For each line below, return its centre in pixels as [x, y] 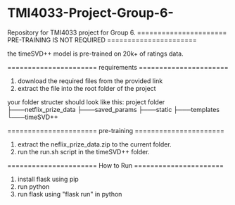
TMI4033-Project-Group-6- [90, 13]
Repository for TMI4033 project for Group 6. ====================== [117, 32]
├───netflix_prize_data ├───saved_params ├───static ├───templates [114, 109]
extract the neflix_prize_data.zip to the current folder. [94, 144]
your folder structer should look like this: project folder [86, 102]
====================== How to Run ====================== [115, 165]
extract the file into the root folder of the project [87, 88]
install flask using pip [48, 179]
